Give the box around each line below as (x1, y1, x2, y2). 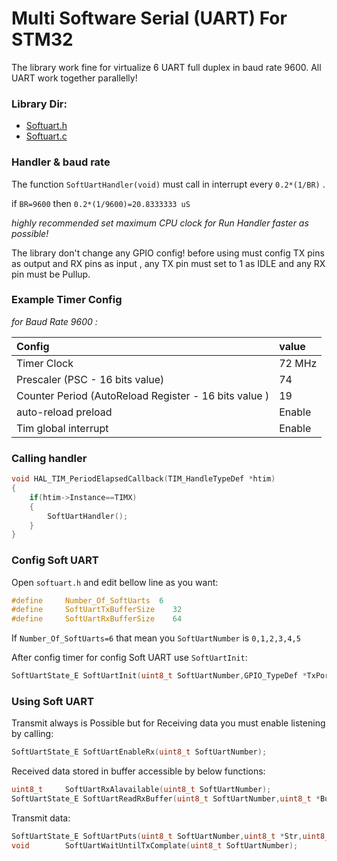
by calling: (11, 728, 54, 740)
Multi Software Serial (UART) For (11, 7, 288, 30)
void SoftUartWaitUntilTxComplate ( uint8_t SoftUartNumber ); (11, 840, 299, 851)
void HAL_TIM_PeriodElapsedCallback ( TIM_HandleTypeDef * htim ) (11, 474, 276, 484)
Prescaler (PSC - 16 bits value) (16, 372, 165, 386)
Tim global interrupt (16, 421, 109, 435)
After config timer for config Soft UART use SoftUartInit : (11, 652, 248, 664)
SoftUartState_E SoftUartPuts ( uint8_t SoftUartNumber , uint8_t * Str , (11, 831, 303, 841)
